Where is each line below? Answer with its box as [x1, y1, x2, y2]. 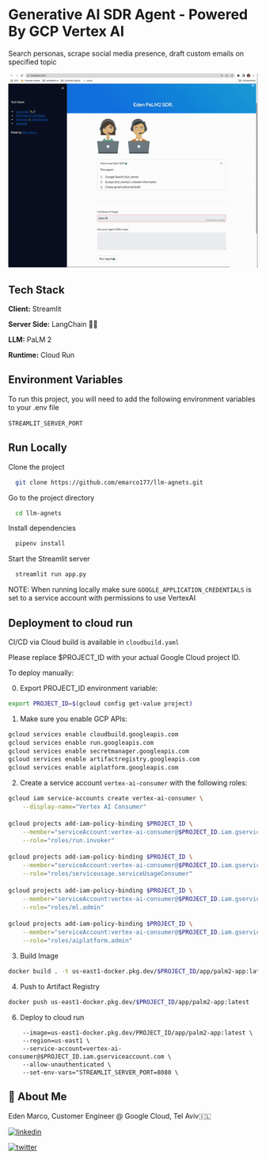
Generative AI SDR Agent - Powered [8, 6, 249, 24]
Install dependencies [8, 524, 77, 533]
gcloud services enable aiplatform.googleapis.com [8, 764, 179, 772]
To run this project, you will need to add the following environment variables [8, 394, 256, 404]
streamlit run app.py [15, 570, 87, 578]
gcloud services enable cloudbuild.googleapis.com [8, 730, 179, 739]
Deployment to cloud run [8, 616, 133, 630]
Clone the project [8, 462, 65, 471]
